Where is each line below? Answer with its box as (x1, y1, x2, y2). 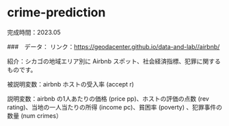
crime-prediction (7, 5, 106, 20)
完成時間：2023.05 (7, 28, 62, 36)
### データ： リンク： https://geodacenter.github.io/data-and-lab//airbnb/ (7, 42, 220, 50)
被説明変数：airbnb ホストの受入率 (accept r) (7, 80, 135, 88)
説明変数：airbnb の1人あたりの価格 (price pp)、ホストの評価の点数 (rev (7, 94, 210, 103)
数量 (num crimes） (7, 111, 63, 120)
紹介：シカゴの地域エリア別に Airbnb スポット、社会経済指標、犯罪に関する (7, 57, 221, 65)
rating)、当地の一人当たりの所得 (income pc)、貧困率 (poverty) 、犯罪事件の (7, 103, 222, 111)
